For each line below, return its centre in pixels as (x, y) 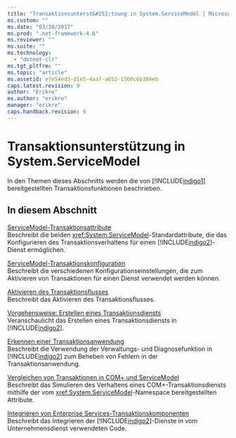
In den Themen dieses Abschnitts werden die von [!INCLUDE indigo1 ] (106, 180)
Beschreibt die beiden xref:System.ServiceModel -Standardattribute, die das (117, 234)
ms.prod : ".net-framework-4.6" (53, 33)
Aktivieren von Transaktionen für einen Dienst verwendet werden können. (114, 278)
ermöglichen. (46, 249)
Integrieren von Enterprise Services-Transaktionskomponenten (98, 413)
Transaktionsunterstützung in (96, 146)
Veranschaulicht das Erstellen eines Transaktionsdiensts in (92, 320)
